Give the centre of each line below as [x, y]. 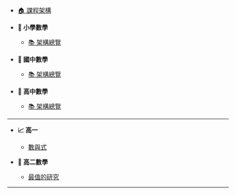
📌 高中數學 [33, 91]
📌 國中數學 [33, 59]
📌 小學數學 [33, 27]
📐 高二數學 [33, 162]
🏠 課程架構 [34, 10]
